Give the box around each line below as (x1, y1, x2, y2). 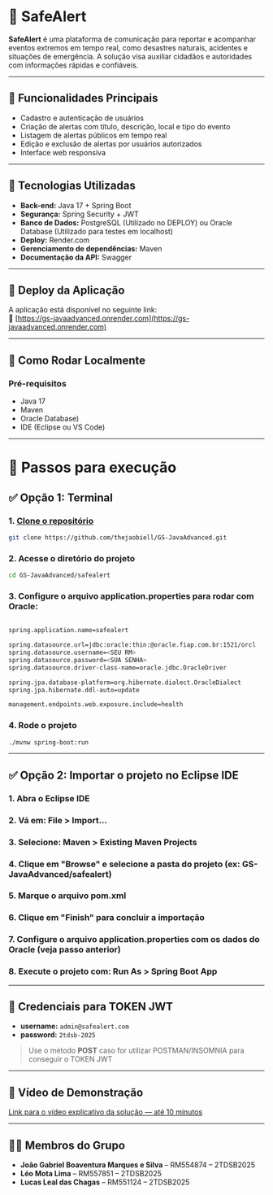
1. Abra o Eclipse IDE (8, 792, 90, 804)
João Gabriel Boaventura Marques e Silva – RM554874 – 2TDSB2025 (19, 1160, 256, 1170)
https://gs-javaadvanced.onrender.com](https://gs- (17, 313, 190, 324)
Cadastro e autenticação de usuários (19, 113, 145, 123)
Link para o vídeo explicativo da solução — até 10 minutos (8, 1107, 203, 1117)
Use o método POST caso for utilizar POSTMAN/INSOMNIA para (28, 1045, 245, 1056)
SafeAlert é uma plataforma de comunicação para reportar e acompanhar (8, 34, 257, 44)
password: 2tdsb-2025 (19, 1030, 96, 1040)
